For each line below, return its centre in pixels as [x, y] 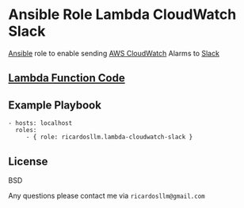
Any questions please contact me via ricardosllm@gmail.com [107, 195]
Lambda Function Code [67, 78]
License [28, 161]
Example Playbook [55, 105]
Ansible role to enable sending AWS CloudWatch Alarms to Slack [114, 53]
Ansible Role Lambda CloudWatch [122, 15]
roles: [26, 130]
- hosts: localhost [40, 123]
